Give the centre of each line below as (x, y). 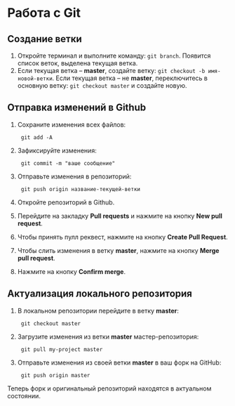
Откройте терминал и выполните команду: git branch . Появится (114, 55)
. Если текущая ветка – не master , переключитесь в (130, 78)
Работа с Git (44, 13)
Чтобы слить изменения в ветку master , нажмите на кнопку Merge (118, 250)
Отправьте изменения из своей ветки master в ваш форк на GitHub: (119, 362)
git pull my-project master (62, 349)
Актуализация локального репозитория (100, 294)
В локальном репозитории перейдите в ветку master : (98, 310)
